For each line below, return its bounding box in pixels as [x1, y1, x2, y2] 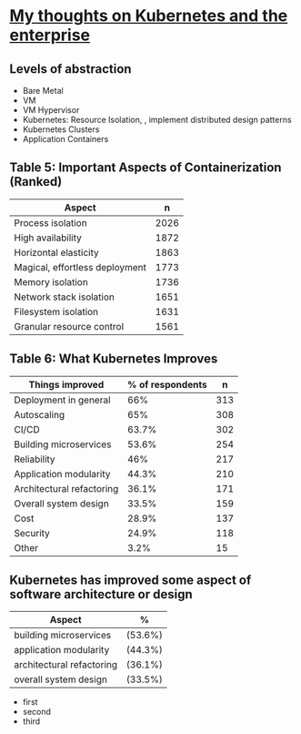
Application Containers [22, 134, 109, 144]
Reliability [14, 453, 56, 465]
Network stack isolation [14, 291, 115, 303]
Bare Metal [22, 86, 64, 96]
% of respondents [126, 378, 207, 391]
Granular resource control [14, 320, 125, 332]
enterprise [9, 25, 91, 46]
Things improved [28, 378, 105, 391]
